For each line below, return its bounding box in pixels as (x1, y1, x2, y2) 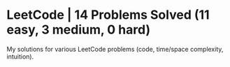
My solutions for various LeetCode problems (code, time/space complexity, (6, 45, 224, 53)
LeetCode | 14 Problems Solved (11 (6, 7, 210, 23)
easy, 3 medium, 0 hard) (6, 22, 151, 38)
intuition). (6, 52, 34, 61)
